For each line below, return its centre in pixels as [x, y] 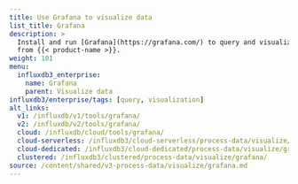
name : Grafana [51, 83]
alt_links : [29, 108]
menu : [19, 67]
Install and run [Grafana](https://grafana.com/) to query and [136, 42]
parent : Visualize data [69, 91]
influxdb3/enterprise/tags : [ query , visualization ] [106, 100]
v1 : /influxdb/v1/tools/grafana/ [79, 116]
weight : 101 [31, 58]
